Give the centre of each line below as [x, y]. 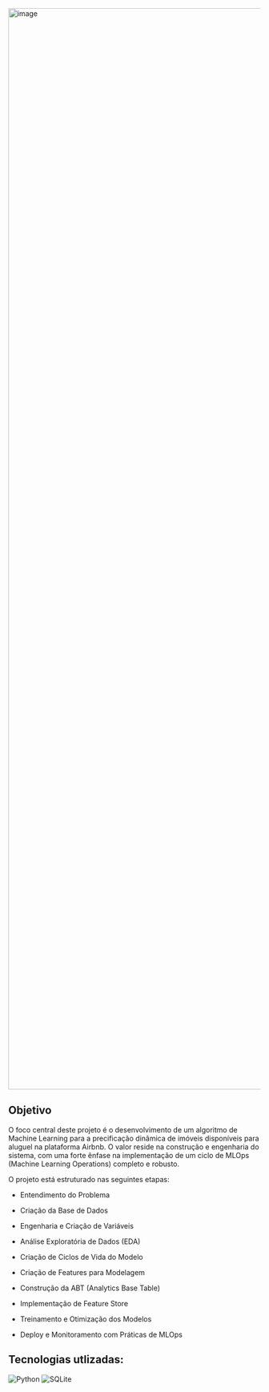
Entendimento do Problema [65, 1195]
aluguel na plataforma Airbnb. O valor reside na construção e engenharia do [134, 1147]
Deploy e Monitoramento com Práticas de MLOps [101, 1334]
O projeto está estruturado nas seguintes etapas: [89, 1179]
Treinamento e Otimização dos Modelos [86, 1319]
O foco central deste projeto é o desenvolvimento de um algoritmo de [123, 1129]
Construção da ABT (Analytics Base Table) [90, 1288]
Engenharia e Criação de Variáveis [77, 1225]
